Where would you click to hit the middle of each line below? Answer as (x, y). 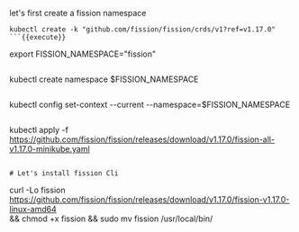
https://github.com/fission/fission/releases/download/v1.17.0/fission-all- (142, 139)
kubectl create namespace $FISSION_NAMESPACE (104, 79)
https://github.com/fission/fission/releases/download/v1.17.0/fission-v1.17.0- (149, 200)
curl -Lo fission (37, 190)
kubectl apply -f (39, 130)
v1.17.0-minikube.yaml (50, 149)
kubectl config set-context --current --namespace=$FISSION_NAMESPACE (150, 104)
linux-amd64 (33, 209)
